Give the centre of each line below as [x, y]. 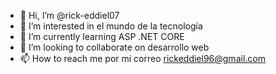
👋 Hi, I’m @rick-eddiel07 [69, 15]
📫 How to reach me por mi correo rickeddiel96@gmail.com [142, 58]
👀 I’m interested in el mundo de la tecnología [111, 26]
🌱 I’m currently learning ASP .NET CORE [102, 36]
